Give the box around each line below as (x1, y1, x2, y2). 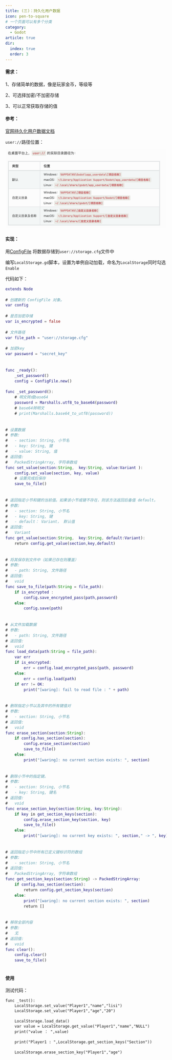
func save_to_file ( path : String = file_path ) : (5, 584, 104, 589)
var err (14, 654, 31, 660)
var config (5, 303, 29, 308)
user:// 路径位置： (5, 139, 45, 145)
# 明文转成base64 (14, 395, 49, 400)
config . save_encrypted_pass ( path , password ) (24, 595, 118, 600)
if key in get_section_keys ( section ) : (14, 812, 97, 817)
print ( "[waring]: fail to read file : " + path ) (24, 687, 130, 692)
